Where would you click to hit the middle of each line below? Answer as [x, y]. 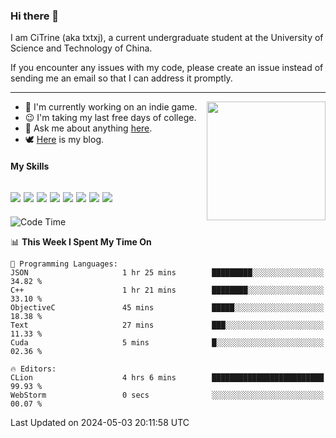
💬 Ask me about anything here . [88, 128]
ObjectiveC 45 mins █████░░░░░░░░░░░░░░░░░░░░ [167, 307]
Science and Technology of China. [81, 48]
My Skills [30, 166]
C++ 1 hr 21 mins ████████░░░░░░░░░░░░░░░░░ [167, 290]
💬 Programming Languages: [64, 264]
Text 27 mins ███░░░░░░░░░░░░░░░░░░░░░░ [167, 325]
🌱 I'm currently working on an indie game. [111, 107]
